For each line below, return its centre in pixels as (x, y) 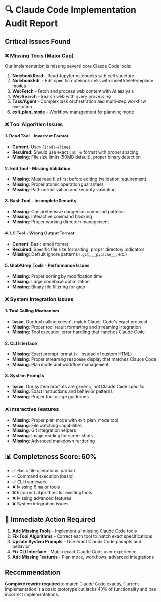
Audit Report (31, 24)
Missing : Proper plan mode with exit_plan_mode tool (65, 420)
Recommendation (32, 572)
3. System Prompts (25, 375)
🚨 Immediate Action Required (50, 519)
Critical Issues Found (38, 42)
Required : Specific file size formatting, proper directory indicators (78, 249)
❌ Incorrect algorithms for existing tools (52, 493)
